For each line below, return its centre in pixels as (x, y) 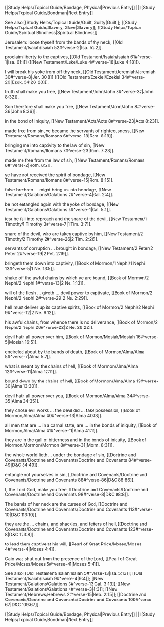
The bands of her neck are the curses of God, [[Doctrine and (66, 504)
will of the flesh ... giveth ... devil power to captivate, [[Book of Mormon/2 (79, 293)
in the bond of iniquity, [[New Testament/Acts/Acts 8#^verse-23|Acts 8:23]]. (82, 121)
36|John (13, 111)
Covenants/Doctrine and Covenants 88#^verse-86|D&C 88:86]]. (70, 480)
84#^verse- (140, 460)
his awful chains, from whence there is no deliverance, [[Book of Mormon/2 (81, 322)
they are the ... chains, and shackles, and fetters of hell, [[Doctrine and (76, 524)
